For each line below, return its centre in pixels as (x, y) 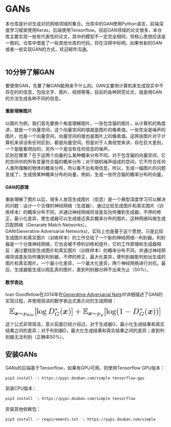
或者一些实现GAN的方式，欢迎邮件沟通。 (48, 49)
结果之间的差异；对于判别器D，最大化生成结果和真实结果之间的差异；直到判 (85, 330)
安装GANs (21, 355)
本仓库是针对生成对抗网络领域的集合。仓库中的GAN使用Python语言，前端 (82, 23)
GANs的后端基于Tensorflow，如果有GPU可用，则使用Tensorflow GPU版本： (85, 368)
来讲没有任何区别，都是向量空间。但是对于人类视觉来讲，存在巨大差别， (90, 142)
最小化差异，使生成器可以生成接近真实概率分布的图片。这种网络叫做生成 (90, 219)
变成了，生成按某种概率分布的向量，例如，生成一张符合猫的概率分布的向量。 (85, 174)
